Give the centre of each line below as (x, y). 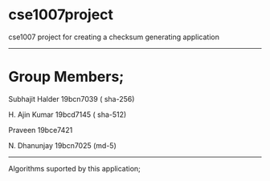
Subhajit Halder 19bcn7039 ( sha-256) (72, 99)
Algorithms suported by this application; (74, 168)
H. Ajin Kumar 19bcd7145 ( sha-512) (67, 115)
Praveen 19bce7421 (41, 130)
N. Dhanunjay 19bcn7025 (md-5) (62, 145)
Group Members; (66, 77)
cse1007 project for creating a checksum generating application (114, 37)
